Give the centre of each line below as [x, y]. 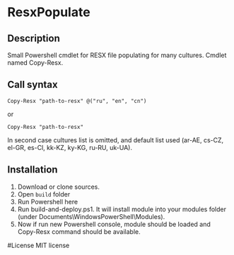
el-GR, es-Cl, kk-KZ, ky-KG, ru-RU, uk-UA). [70, 147]
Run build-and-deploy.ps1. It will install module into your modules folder [122, 209]
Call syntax [33, 85]
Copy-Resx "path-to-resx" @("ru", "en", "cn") [77, 101]
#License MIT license [39, 245]
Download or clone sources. [59, 187]
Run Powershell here [48, 201]
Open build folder [44, 194]
